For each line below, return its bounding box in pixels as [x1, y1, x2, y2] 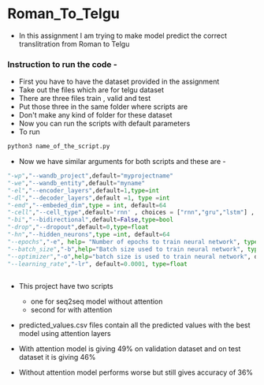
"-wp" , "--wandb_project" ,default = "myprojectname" [7, 172, 174, 180]
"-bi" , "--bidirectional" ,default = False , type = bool [7, 216, 174, 224]
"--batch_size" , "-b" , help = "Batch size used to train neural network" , [7, 245, 244, 253]
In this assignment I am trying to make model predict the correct [18, 31, 228, 40]
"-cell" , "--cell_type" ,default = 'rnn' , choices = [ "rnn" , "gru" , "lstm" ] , [7, 208, 255, 217]
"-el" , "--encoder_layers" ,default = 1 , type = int [7, 186, 159, 194]
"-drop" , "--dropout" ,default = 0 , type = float [7, 223, 149, 231]
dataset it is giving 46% [18, 353, 96, 362]
